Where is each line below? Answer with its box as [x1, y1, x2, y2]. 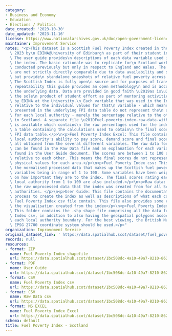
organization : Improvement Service [5, 227, 81, 233]
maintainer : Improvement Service [5, 41, 77, 46]
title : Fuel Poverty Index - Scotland [5, 323, 88, 328]
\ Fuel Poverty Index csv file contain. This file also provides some [10, 198, 164, 203]
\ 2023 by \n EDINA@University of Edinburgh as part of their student [10, 50, 161, 55]
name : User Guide [10, 266, 47, 271]
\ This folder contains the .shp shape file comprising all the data [10, 208, 161, 213]
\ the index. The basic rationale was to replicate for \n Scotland [10, 60, 157, 65]
